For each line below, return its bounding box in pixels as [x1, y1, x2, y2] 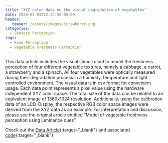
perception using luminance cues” [5, 117, 76, 123]
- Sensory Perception [10, 31, 55, 36]
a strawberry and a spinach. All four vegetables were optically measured [5, 69, 155, 75]
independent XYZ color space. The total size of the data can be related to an [5, 90, 163, 96]
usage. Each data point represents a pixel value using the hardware [5, 85, 144, 91]
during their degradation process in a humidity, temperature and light [5, 74, 148, 80]
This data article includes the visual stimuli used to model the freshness [5, 58, 153, 64]
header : [5, 17, 22, 22]
